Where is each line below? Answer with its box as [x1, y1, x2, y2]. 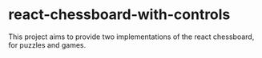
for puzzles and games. [8, 40, 87, 49]
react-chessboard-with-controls [8, 6, 231, 24]
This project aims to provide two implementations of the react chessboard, [8, 32, 255, 41]
